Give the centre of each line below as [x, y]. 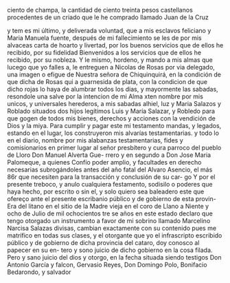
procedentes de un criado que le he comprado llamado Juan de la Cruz [108, 17]
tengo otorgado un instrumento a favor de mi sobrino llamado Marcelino [109, 221]
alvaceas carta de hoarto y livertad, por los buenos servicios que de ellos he [115, 45]
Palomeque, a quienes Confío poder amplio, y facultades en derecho [104, 162]
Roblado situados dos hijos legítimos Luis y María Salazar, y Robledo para [111, 111]
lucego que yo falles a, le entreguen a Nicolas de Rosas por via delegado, [111, 67]
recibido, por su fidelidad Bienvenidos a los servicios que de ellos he [104, 52]
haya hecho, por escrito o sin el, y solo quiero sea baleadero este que [106, 191]
